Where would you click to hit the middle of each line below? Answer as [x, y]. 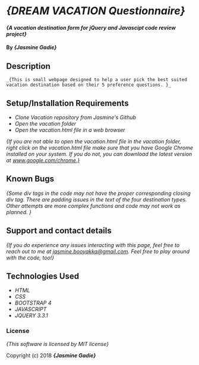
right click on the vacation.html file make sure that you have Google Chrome [99, 148]
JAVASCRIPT [31, 309]
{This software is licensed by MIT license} [57, 344]
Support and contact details [59, 231]
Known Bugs [30, 179]
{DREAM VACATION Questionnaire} [96, 11]
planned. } [19, 212]
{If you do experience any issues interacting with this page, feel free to [93, 245]
